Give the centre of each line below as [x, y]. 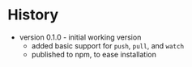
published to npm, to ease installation [94, 54]
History [33, 15]
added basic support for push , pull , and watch [107, 45]
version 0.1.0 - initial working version [80, 37]
